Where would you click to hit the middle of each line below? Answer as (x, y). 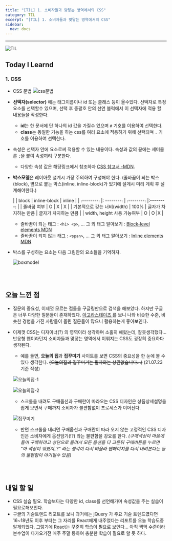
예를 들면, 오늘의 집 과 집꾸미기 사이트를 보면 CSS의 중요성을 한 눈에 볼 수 (93, 356)
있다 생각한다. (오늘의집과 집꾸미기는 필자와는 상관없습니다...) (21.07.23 (91, 362)
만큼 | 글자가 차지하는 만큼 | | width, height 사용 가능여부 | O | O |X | (95, 213)
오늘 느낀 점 (23, 295)
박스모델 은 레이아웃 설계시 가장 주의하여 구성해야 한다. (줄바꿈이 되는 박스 (86, 177)
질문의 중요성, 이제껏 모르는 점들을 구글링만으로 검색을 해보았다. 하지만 (83, 308)
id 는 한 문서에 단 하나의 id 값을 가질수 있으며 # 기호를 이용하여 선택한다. (91, 126)
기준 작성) (30, 368)
